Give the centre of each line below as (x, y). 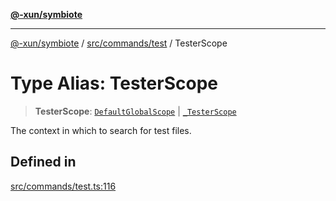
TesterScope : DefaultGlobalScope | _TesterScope (135, 111)
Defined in (43, 162)
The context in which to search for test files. (101, 130)
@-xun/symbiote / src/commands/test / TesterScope (119, 43)
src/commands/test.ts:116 (63, 186)
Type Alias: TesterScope (114, 83)
